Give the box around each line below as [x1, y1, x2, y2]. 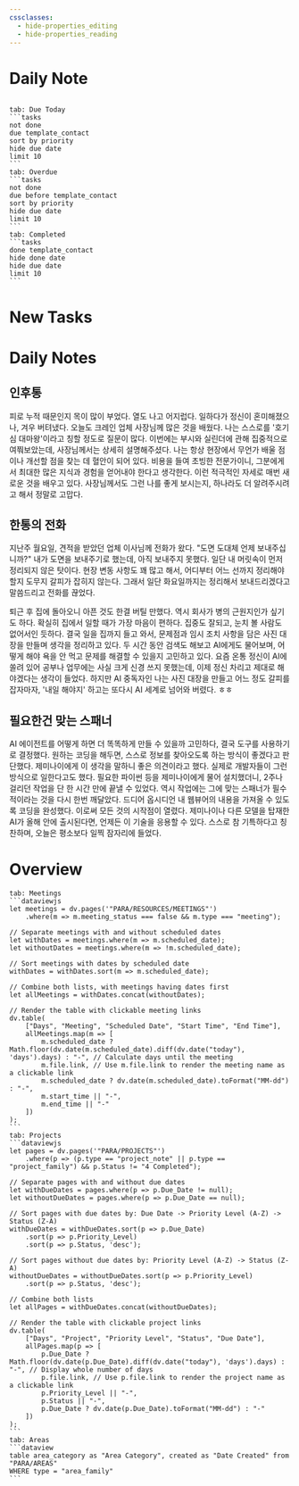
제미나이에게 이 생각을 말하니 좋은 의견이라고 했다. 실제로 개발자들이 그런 [35, 760, 288, 772]
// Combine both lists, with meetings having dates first [9, 983, 229, 992]
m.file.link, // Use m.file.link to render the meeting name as [41, 1061, 286, 1070]
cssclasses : [9, 12, 54, 22]
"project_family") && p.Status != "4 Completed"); [9, 1162, 202, 1172]
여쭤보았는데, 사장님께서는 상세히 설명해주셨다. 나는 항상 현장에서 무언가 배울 [9, 444, 277, 455]
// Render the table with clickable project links [9, 1318, 202, 1328]
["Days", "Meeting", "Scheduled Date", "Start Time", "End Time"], [25, 1022, 281, 1031]
